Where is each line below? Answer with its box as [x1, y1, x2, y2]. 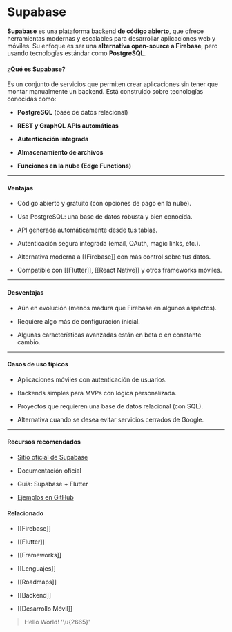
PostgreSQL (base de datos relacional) [17, 108, 128, 117]
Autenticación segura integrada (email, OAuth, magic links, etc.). [17, 239, 201, 248]
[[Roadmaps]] [17, 577, 57, 586]
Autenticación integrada [17, 135, 89, 144]
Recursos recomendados [7, 437, 81, 446]
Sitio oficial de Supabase [17, 453, 88, 461]
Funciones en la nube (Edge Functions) [17, 161, 132, 170]
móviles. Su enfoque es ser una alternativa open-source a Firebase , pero [7, 41, 218, 50]
